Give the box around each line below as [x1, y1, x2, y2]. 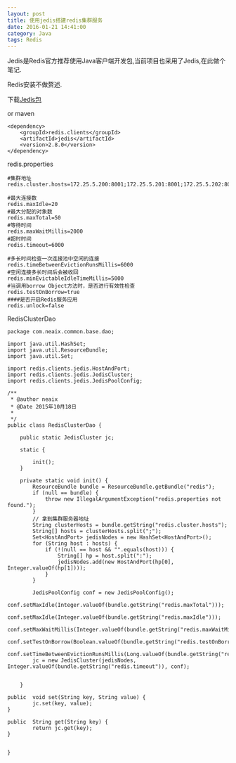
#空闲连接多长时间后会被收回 [7, 269, 79, 276]
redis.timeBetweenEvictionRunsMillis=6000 [7, 262, 133, 269]
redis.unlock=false [7, 302, 65, 309]
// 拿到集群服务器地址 [32, 515, 89, 522]
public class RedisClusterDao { [7, 422, 102, 429]
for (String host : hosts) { [32, 540, 118, 547]
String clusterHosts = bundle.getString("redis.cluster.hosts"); [32, 522, 228, 529]
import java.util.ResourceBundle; [7, 347, 109, 354]
